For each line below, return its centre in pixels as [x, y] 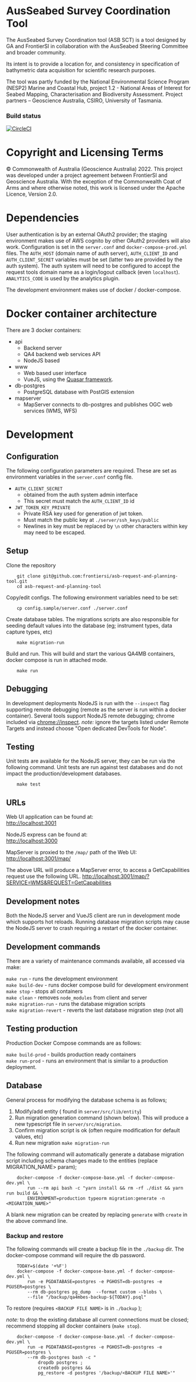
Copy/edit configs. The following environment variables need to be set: [92, 597]
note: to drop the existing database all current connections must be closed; [97, 1319]
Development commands [53, 947]
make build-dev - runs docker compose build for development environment [97, 985]
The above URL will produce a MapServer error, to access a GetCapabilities [98, 870]
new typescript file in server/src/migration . [68, 1124]
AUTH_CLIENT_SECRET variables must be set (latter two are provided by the [94, 260]
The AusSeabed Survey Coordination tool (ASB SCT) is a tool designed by [96, 40]
